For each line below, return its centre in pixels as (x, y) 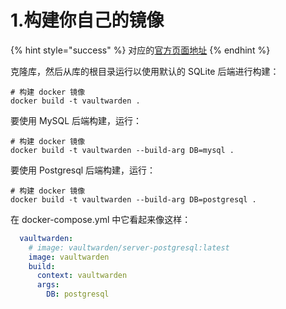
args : (48, 285)
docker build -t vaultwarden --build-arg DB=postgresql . (133, 199)
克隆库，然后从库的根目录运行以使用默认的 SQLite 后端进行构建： (145, 71)
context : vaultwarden (82, 276)
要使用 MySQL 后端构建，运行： (76, 120)
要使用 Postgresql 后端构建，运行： (83, 170)
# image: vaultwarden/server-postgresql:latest (129, 247)
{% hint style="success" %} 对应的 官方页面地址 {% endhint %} (140, 50)
